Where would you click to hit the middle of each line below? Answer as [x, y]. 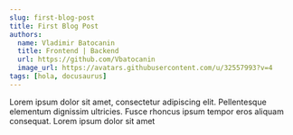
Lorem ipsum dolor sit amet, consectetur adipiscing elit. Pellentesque [138, 102]
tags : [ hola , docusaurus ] [58, 76]
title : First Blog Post [54, 26]
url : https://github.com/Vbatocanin [86, 59]
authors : [26, 34]
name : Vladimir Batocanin [66, 43]
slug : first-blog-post [52, 18]
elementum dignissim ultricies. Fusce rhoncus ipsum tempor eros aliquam [147, 111]
